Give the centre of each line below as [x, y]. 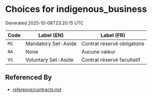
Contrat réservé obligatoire [113, 43]
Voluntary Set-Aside [50, 60]
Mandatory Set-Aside [51, 43]
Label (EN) [51, 35]
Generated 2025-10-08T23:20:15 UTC [44, 23]
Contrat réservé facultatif [111, 60]
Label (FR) [113, 35]
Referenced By [29, 77]
